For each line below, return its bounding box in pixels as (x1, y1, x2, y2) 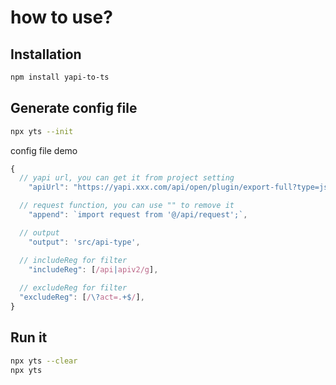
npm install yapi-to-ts (10, 72, 110, 82)
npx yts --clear (10, 356, 78, 366)
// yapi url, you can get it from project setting (19, 173, 235, 183)
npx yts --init (10, 126, 74, 136)
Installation (10, 46, 82, 63)
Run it (10, 329, 48, 346)
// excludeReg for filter (19, 283, 128, 293)
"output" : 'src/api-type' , (28, 237, 141, 247)
